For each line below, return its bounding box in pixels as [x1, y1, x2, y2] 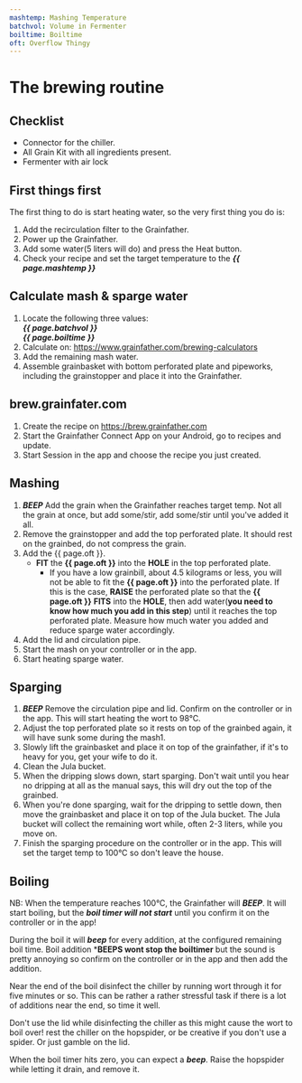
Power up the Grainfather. [22, 234, 119, 245]
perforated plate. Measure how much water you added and [49, 615, 269, 626]
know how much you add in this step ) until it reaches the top [49, 605, 278, 616]
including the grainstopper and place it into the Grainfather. [22, 370, 243, 381]
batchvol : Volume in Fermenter [9, 22, 127, 31]
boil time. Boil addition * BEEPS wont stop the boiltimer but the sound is [9, 944, 276, 955]
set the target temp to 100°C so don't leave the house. [22, 847, 224, 859]
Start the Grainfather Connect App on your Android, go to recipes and [22, 430, 282, 441]
